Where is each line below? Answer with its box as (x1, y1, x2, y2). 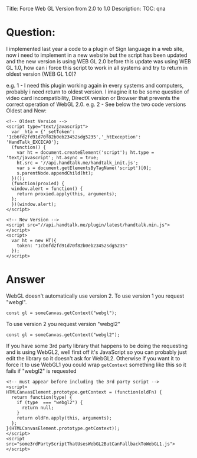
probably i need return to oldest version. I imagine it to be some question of (6, 88, 189, 95)
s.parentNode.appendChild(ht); (17, 170, 94, 176)
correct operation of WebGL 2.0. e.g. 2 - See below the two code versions (6, 101, 186, 108)
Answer (6, 273, 45, 286)
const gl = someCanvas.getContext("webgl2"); (6, 331, 120, 338)
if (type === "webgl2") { (17, 399, 83, 405)
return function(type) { (11, 394, 73, 400)
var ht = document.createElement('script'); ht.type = (17, 149, 155, 156)
